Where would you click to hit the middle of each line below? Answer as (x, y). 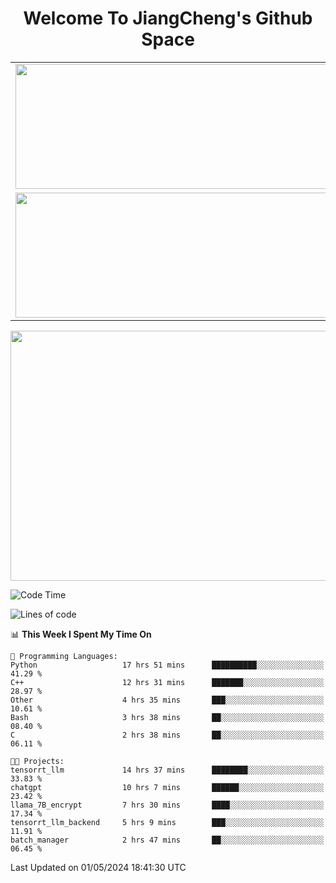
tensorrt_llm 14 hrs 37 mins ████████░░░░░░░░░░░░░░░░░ (167, 770)
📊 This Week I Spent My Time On (81, 634)
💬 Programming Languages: (64, 656)
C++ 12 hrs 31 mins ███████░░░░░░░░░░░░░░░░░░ (167, 682)
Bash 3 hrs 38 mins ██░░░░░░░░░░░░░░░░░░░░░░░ (167, 717)
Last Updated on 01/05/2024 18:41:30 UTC (98, 867)
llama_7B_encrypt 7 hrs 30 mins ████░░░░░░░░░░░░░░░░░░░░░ (167, 805)
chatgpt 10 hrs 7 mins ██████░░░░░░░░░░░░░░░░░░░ (167, 787)
